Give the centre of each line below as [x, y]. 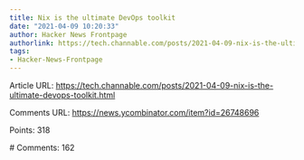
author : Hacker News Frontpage [68, 34]
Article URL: [32, 85]
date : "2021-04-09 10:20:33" [64, 26]
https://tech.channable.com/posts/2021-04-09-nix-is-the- [165, 85]
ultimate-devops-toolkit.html [62, 95]
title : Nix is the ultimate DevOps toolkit [93, 18]
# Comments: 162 [42, 147]
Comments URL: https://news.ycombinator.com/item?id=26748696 [134, 113]
